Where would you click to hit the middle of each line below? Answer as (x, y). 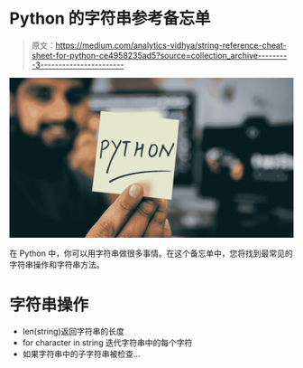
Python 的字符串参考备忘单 (110, 19)
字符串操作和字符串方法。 (57, 265)
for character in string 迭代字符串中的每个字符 (107, 343)
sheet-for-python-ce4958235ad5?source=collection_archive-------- (159, 55)
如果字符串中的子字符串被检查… (81, 354)
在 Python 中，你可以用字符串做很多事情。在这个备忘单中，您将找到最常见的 (151, 253)
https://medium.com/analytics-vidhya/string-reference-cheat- (171, 45)
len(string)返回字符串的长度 (73, 332)
